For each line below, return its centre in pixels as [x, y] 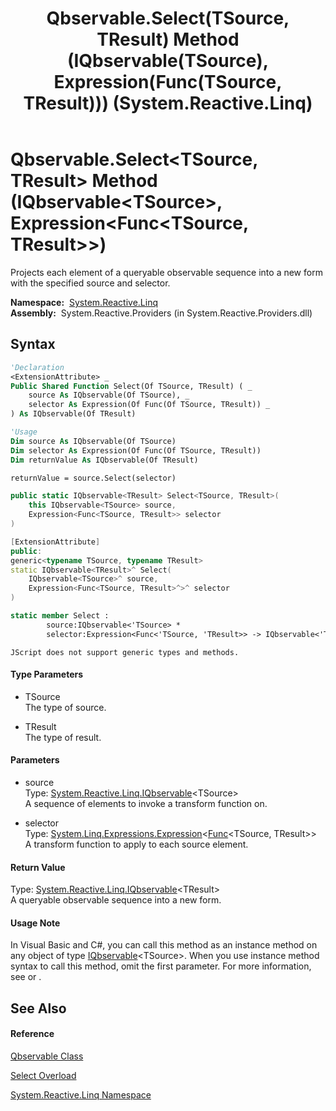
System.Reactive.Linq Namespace [81, 1095]
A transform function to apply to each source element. [136, 844]
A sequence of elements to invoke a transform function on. [146, 804]
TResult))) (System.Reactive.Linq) [168, 103]
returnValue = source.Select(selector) [93, 478]
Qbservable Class [47, 1056]
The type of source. [65, 707]
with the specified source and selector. [90, 283]
